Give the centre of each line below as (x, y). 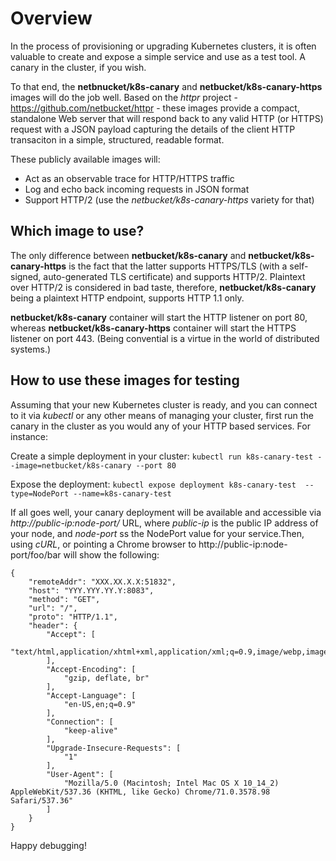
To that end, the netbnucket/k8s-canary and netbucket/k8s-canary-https (166, 86)
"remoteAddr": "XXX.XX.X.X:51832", (102, 582)
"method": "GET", (64, 599)
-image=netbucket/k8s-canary (71, 465)
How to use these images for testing (125, 380)
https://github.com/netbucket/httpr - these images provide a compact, (155, 108)
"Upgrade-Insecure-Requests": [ (114, 748)
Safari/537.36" (42, 800)
